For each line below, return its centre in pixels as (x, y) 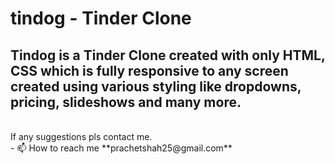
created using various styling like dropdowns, (156, 86)
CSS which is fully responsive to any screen (149, 70)
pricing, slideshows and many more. (126, 102)
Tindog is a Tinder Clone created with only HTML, (168, 55)
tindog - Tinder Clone (101, 18)
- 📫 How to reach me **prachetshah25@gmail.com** (121, 148)
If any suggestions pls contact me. (81, 136)
